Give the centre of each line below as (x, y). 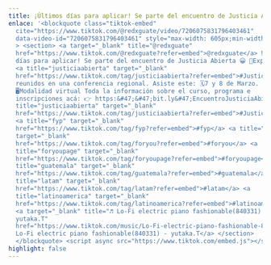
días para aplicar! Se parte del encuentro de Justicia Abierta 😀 (131, 61)
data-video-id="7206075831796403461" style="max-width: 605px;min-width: (142, 38)
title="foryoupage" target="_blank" (77, 151)
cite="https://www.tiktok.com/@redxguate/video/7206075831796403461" (135, 31)
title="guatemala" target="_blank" (75, 166)
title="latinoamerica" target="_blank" (83, 196)
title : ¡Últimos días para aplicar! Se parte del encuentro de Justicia (133, 16)
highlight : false (38, 249)
